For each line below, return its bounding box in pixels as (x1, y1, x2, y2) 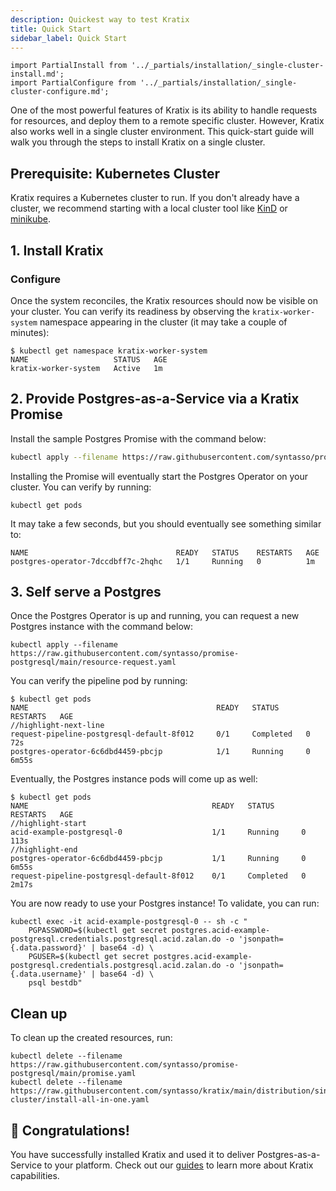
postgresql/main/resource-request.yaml (10, 657, 177, 668)
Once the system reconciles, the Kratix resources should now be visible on (10, 294, 318, 306)
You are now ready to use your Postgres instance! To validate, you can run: (10, 897, 320, 910)
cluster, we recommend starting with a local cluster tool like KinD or (10, 202, 288, 215)
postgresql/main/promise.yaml (10, 1069, 137, 1079)
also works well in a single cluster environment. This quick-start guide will (10, 126, 315, 138)
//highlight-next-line (10, 721, 105, 731)
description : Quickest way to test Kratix (10, 14, 190, 25)
